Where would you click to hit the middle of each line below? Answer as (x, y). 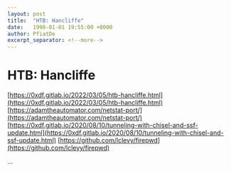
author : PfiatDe (31, 34)
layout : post (27, 14)
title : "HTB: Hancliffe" (45, 21)
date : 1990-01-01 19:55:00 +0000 (60, 27)
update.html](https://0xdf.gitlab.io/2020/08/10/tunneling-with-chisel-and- (116, 133)
